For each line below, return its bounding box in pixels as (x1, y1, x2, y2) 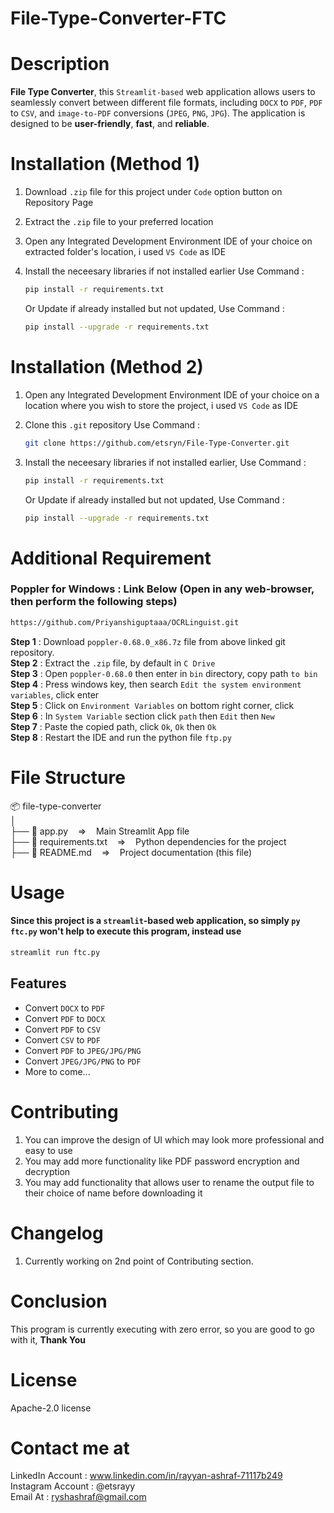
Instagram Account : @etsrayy (10, 1480, 136, 1492)
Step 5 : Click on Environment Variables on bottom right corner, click (10, 699, 295, 711)
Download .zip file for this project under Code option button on (24, 186, 283, 198)
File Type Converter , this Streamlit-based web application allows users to (10, 86, 316, 98)
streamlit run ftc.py (10, 948, 101, 958)
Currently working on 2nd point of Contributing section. (24, 1255, 254, 1267)
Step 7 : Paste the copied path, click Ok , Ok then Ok (10, 720, 217, 732)
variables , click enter (10, 688, 100, 701)
